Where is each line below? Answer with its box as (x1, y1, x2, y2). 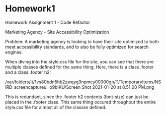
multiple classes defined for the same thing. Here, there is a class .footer (5, 64, 154, 70)
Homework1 (5, 3, 56, 14)
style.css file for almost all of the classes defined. (5, 104, 107, 110)
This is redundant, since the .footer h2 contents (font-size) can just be (5, 94, 149, 100)
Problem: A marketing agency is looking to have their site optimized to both (5, 38, 159, 45)
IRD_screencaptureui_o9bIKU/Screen (5, 84, 81, 90)
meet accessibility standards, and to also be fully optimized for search (5, 44, 149, 50)
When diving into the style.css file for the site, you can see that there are (5, 58, 154, 64)
